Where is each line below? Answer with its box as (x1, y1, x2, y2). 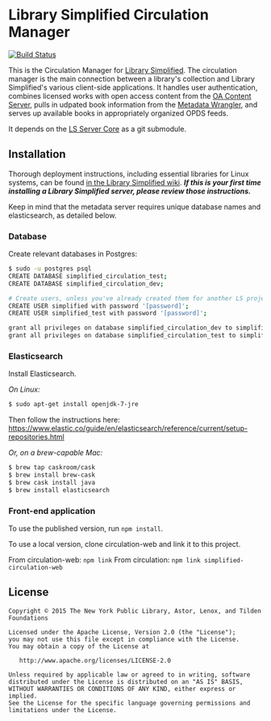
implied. (8, 692, 38, 700)
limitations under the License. (8, 706, 117, 714)
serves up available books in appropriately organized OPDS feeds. (8, 108, 228, 118)
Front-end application (8, 505, 96, 516)
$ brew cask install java (8, 478, 95, 486)
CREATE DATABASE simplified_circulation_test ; (8, 272, 168, 280)
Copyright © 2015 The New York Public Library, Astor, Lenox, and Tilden (8, 607, 262, 615)
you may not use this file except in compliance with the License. (8, 635, 240, 643)
